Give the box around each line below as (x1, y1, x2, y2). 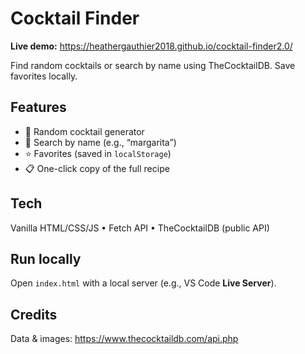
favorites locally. (10, 70, 78, 82)
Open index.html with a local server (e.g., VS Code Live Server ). (10, 277, 277, 289)
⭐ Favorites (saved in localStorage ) (24, 147, 172, 159)
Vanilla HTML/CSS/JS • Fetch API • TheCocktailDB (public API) (10, 222, 270, 234)
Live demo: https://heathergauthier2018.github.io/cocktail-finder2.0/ (10, 40, 293, 52)
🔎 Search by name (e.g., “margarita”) (24, 136, 177, 148)
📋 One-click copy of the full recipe (24, 162, 170, 174)
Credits (10, 306, 58, 323)
